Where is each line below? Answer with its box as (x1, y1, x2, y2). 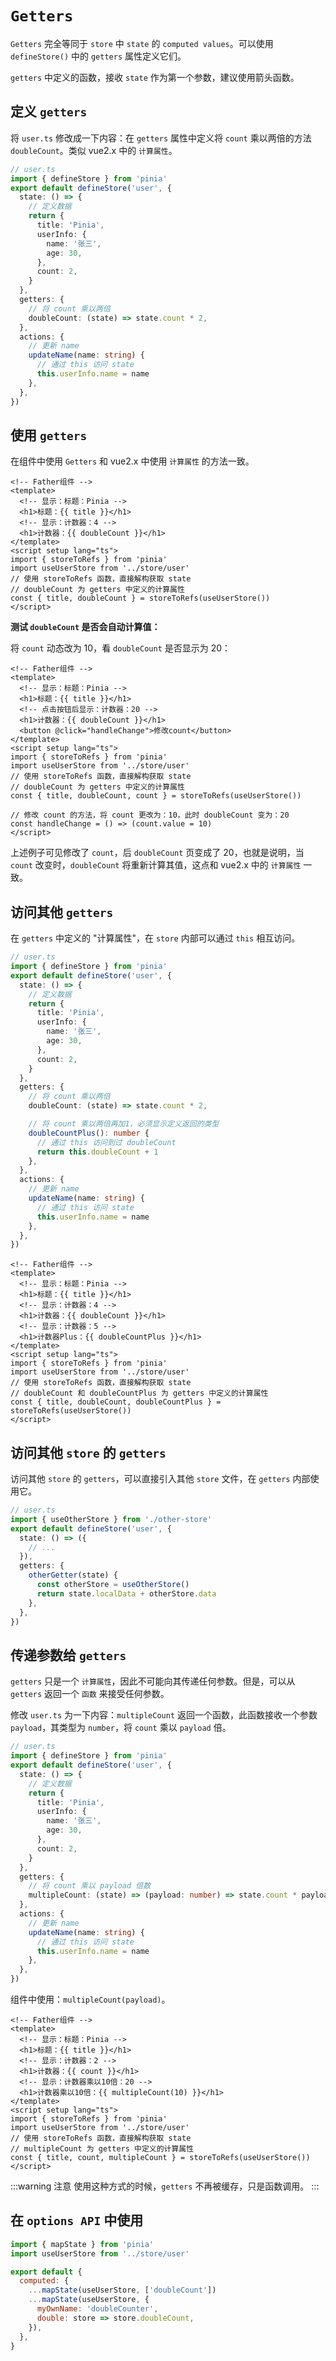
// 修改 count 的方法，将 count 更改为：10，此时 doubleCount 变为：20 (10, 810, 290, 821)
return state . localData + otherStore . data (36, 1588, 217, 1599)
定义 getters (10, 103, 88, 121)
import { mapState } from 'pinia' (10, 2239, 155, 2249)
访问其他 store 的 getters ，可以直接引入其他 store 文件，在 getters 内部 (10, 1473, 311, 1485)
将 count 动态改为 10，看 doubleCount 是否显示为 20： (10, 642, 232, 654)
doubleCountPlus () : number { (28, 1128, 150, 1138)
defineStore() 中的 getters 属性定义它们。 (10, 50, 187, 62)
